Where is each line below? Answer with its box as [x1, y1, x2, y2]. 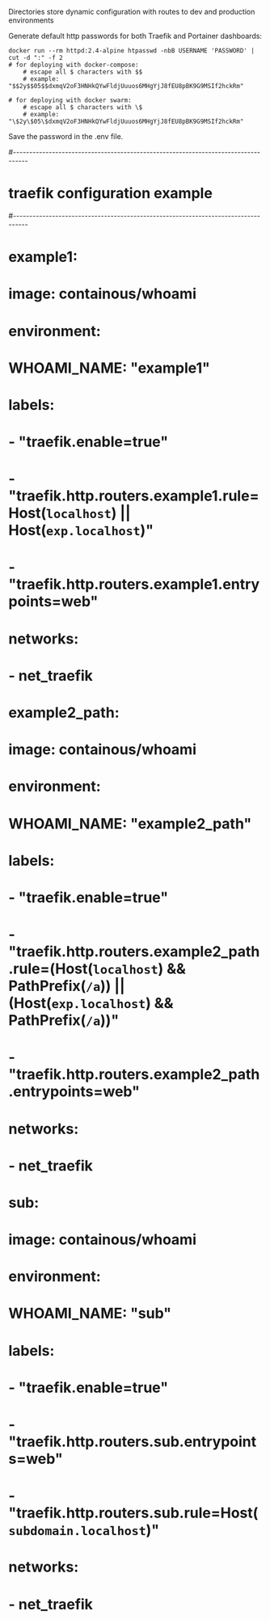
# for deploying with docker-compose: [8, 61, 139, 69]
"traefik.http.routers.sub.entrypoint [8, 1432, 257, 1450]
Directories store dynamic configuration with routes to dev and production [8, 7, 255, 16]
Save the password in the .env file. [8, 132, 124, 141]
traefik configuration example [8, 184, 213, 203]
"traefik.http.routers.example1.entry [8, 576, 260, 593]
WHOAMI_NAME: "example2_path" [8, 814, 252, 833]
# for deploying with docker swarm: [8, 96, 132, 104]
